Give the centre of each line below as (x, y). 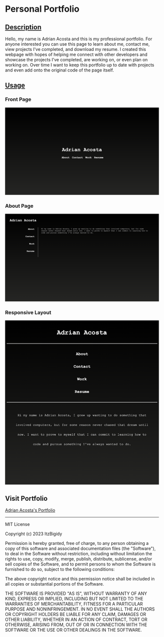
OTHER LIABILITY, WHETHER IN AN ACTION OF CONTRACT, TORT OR (76, 619)
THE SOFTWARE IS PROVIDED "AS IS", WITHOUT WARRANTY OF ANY (76, 593)
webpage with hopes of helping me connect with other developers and (76, 54)
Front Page (18, 99)
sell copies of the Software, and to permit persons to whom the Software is (81, 564)
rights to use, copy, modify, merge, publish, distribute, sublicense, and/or (79, 559)
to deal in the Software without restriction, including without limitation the (79, 553)
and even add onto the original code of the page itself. (60, 70)
